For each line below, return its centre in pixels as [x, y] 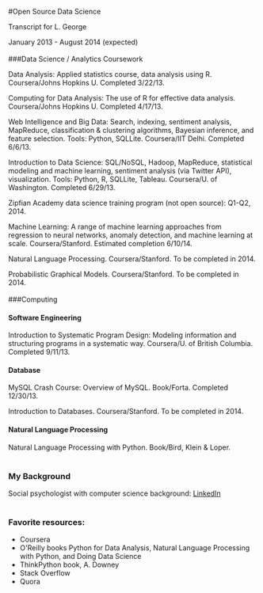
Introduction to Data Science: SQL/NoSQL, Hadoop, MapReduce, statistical [130, 162]
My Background [40, 476]
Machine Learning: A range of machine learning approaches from [115, 226]
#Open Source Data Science [55, 11]
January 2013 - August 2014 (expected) [73, 42]
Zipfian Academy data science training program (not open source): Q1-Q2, [130, 203]
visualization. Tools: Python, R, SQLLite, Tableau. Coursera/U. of [113, 179]
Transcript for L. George [48, 27]
